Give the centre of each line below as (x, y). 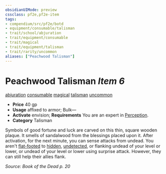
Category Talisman (32, 120)
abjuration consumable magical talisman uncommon (59, 95)
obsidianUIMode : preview (31, 10)
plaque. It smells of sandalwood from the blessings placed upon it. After (79, 135)
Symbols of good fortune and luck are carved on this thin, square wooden (81, 130)
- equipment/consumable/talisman (40, 28)
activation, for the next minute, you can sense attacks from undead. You (79, 141)
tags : (11, 19)
